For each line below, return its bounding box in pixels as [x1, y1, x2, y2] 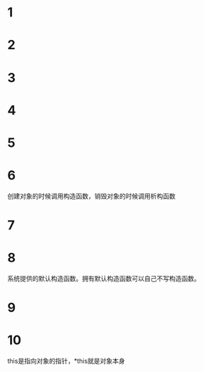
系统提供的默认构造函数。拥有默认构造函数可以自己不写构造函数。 [7, 274, 200, 282]
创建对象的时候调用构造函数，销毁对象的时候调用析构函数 [7, 192, 176, 200]
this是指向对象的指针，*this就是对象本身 [7, 357, 126, 366]
